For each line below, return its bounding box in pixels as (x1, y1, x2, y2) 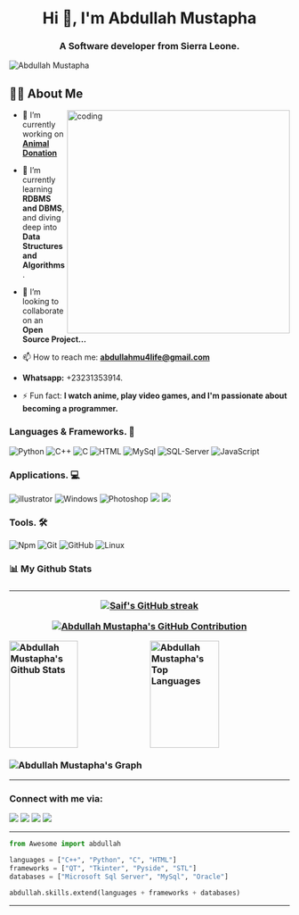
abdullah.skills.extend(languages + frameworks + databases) (9, 888, 241, 897)
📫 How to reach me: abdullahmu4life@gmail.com (21, 352, 211, 362)
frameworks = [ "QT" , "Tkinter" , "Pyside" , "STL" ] (9, 863, 198, 873)
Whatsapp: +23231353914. (21, 372, 123, 383)
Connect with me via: (9, 792, 103, 804)
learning (21, 184, 53, 195)
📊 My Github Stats (9, 562, 93, 575)
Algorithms (21, 260, 65, 270)
